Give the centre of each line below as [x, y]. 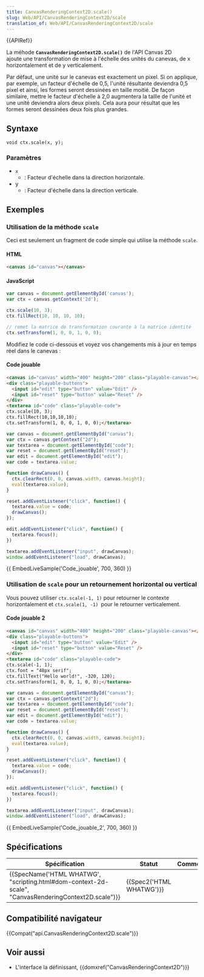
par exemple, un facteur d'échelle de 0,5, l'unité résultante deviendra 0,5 [97, 83]
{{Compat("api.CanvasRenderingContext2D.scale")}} [72, 933]
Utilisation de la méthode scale [53, 227]
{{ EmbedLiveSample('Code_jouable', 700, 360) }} [69, 569]
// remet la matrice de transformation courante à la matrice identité [99, 327]
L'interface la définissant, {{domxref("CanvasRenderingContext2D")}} [102, 967]
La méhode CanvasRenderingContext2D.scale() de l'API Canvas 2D [89, 52]
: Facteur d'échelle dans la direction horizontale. [84, 178]
